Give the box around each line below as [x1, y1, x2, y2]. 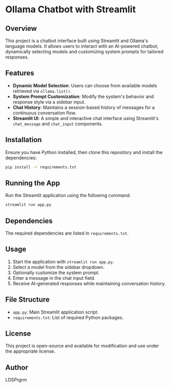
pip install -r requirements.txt [5, 164, 77, 170]
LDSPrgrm [5, 377, 27, 383]
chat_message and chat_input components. [12, 121, 103, 127]
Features [5, 69, 34, 77]
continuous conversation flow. [12, 109, 77, 116]
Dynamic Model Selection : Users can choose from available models [12, 82, 157, 88]
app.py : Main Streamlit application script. [12, 309, 99, 315]
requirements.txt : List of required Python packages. [12, 314, 124, 320]
